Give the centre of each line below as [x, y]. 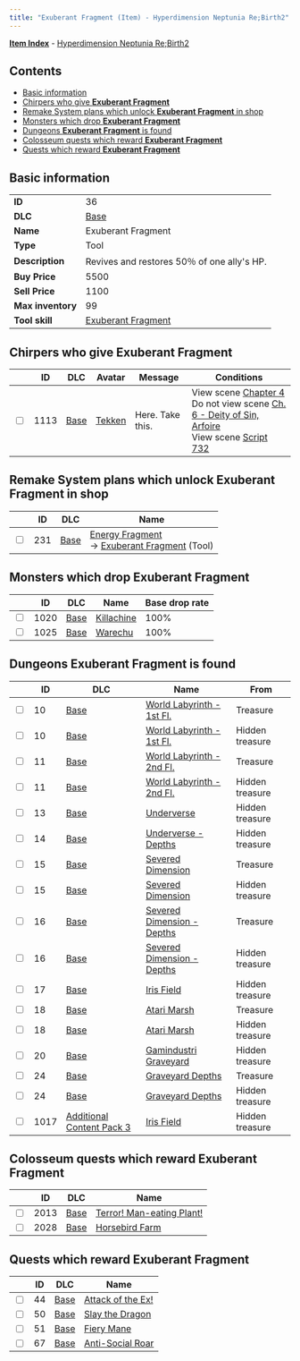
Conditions [239, 378]
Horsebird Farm [128, 1228]
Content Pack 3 [98, 1127]
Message [159, 378]
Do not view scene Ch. [239, 404]
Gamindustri [171, 1050]
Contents [36, 71]
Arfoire [206, 426]
